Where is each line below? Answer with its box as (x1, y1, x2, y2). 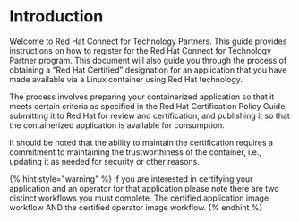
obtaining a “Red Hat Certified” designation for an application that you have (9, 64, 287, 75)
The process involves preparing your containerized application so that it (9, 91, 275, 102)
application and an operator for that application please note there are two (9, 183, 279, 193)
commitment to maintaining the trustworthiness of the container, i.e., (9, 146, 262, 158)
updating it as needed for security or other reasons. (9, 156, 200, 166)
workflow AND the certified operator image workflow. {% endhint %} (9, 201, 263, 212)
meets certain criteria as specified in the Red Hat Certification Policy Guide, (9, 100, 288, 111)
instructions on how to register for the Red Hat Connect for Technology (9, 45, 271, 55)
